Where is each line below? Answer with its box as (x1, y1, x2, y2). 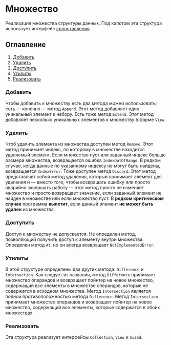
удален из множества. (5, 206, 55, 213)
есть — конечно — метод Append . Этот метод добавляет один (5, 106, 140, 112)
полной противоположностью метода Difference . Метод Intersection (5, 293, 158, 299)
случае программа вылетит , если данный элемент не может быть (5, 201, 154, 207)
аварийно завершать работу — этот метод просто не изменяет (5, 185, 144, 191)
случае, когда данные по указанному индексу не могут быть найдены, (5, 163, 160, 169)
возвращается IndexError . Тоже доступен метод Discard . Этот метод (5, 168, 156, 174)
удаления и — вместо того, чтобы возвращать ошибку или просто (5, 179, 151, 185)
